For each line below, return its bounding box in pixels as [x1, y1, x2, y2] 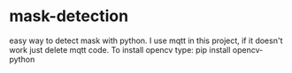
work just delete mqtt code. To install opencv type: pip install [9, 44, 231, 55]
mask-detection [9, 6, 129, 26]
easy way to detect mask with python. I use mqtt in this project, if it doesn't [9, 35, 283, 46]
